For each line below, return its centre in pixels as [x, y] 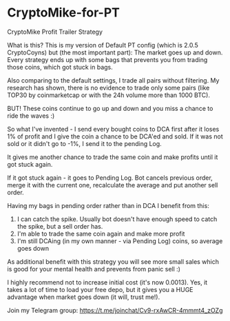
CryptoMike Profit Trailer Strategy [55, 32]
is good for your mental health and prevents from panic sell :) [94, 269]
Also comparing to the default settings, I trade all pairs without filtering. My [113, 80]
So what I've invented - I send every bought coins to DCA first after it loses [113, 129]
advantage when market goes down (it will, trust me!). [84, 297]
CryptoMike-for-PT [64, 13]
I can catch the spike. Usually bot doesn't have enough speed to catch [117, 219]
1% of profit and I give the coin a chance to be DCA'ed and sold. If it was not [115, 136]
